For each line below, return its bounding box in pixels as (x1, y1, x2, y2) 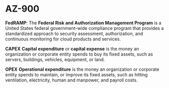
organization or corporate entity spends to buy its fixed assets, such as (5, 51, 153, 57)
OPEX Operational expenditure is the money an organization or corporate (5, 66, 160, 72)
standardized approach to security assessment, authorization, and (5, 30, 143, 36)
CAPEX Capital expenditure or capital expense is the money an (5, 46, 139, 52)
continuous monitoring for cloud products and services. (5, 36, 121, 42)
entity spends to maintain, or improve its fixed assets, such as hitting (5, 71, 148, 77)
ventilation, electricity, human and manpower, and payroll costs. (5, 77, 138, 83)
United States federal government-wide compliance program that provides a (5, 25, 164, 31)
